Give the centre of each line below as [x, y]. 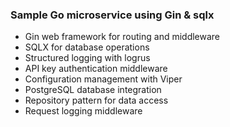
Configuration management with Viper [103, 79]
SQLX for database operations [87, 47]
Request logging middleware [83, 111]
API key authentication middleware [96, 69]
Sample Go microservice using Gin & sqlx [112, 15]
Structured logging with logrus [87, 58]
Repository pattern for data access [96, 100]
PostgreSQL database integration [93, 90]
